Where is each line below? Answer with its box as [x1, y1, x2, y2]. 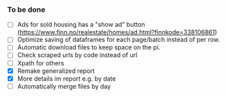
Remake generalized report [17, 67, 95, 75]
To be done [7, 5, 46, 14]
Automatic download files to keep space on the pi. [17, 43, 161, 52]
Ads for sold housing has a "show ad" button [17, 21, 145, 29]
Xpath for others [17, 58, 64, 67]
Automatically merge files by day [17, 82, 111, 90]
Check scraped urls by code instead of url [17, 51, 138, 59]
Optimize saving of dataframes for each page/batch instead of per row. [17, 36, 220, 44]
